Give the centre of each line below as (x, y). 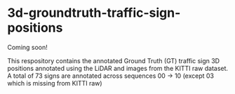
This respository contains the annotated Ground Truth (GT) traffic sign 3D (113, 60)
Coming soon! (27, 47)
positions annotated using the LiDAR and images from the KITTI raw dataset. (118, 68)
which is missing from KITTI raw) (55, 83)
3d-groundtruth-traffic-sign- (94, 13)
